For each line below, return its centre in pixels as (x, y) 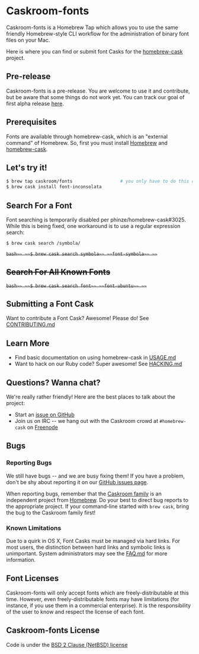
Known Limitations (34, 528)
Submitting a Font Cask (50, 304)
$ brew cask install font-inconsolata (54, 187)
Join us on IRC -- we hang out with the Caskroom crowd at (86, 421)
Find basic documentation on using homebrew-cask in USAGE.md (95, 358)
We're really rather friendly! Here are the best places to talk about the (91, 397)
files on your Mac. (28, 40)
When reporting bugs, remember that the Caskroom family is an (84, 494)
